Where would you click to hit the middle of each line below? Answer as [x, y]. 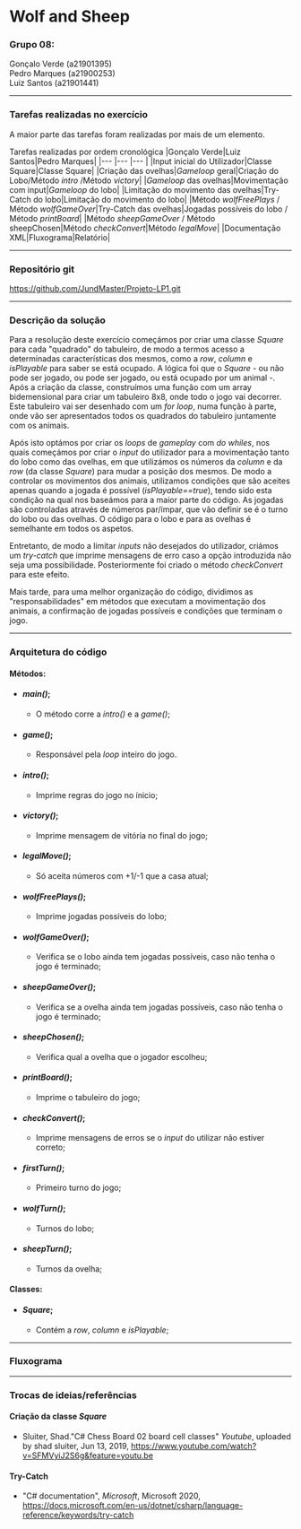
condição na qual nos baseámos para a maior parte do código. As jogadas [146, 500]
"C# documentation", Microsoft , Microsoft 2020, [112, 1496]
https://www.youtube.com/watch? [194, 1446]
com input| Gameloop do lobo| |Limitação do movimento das [120, 189]
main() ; [36, 694]
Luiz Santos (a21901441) [54, 83]
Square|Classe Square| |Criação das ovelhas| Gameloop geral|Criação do [144, 170]
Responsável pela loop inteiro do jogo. [106, 754]
